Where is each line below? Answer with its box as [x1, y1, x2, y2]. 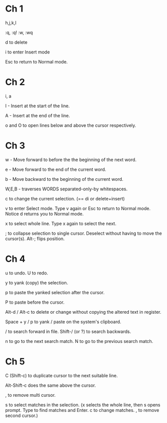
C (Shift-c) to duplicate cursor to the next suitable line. [5, 372, 118, 378]
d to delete [5, 39, 28, 45]
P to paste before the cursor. [5, 299, 64, 305]
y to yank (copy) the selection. [5, 279, 68, 286]
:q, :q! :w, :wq [5, 29, 33, 35]
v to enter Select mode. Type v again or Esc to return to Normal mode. [5, 205, 151, 211]
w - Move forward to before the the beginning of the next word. [5, 157, 137, 163]
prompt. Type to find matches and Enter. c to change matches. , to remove [5, 407, 159, 413]
